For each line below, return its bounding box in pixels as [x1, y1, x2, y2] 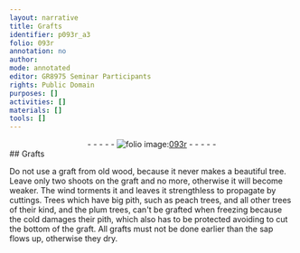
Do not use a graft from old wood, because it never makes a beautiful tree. [9, 166, 286, 177]
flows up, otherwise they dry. [9, 233, 118, 244]
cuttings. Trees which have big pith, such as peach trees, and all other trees [9, 195, 292, 206]
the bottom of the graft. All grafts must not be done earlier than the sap [9, 223, 274, 235]
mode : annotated [9, 64, 70, 73]
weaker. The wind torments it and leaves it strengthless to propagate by [9, 185, 277, 196]
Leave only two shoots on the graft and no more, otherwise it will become [9, 175, 283, 186]
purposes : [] [9, 89, 59, 98]
